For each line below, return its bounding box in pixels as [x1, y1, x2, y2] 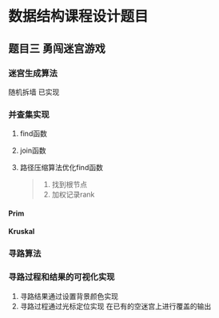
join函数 [19, 145, 46, 156]
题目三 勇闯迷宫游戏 [8, 42, 106, 55]
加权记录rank [51, 189, 95, 200]
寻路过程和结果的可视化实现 [8, 272, 115, 283]
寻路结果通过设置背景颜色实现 [19, 291, 118, 300]
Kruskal [8, 227, 35, 237]
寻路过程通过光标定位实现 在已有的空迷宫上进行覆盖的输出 [19, 301, 212, 311]
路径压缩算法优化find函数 [19, 163, 104, 173]
